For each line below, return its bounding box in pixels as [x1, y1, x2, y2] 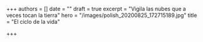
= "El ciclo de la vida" [6, 18, 60, 25]
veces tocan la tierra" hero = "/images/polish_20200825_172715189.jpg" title [6, 12, 198, 19]
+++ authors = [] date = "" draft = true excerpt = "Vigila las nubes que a [6, 5, 187, 12]
